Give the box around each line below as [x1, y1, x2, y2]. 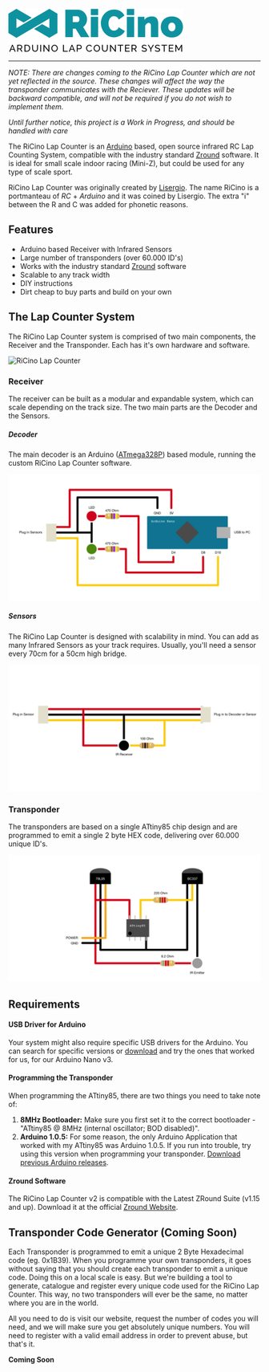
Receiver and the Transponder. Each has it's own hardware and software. [8, 340, 251, 349]
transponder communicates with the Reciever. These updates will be [8, 85, 235, 94]
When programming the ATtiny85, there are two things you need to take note [8, 1090, 261, 1100]
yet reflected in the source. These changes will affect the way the [8, 76, 225, 86]
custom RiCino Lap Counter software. [8, 458, 132, 467]
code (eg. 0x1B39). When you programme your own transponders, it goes [8, 1255, 252, 1264]
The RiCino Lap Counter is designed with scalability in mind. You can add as [8, 631, 259, 641]
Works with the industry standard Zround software [19, 261, 187, 271]
